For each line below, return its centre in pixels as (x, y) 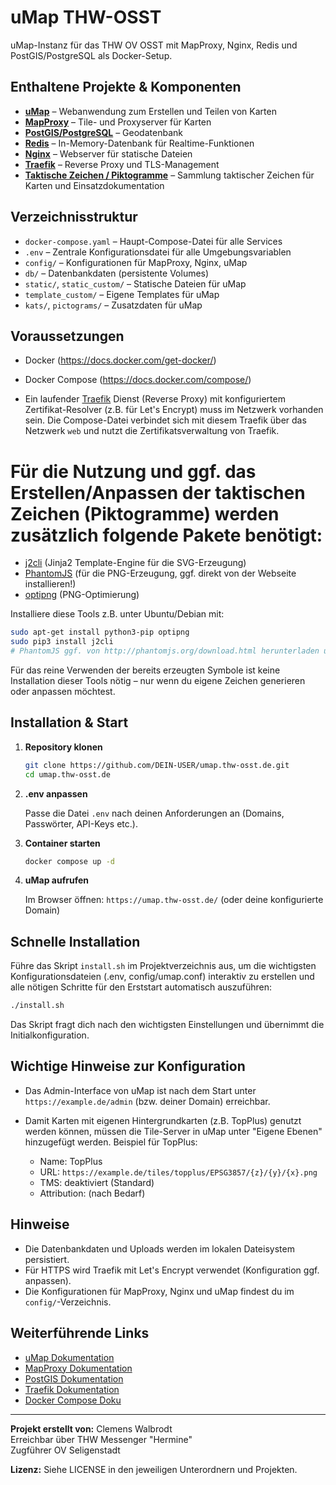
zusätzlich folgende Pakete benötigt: (166, 535)
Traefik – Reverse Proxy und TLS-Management (122, 164)
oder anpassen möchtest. (63, 691)
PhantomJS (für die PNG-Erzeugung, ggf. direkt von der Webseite (160, 573)
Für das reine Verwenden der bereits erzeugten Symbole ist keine (145, 670)
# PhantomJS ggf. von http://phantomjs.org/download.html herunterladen (165, 651)
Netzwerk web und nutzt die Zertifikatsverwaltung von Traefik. (152, 431)
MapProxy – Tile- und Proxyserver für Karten (118, 122)
